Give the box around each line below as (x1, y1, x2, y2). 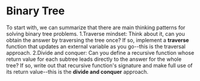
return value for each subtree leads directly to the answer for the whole (6, 55, 182, 63)
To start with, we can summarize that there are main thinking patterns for (6, 24, 186, 31)
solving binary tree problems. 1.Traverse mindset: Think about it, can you (6, 30, 185, 37)
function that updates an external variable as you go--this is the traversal (6, 43, 186, 50)
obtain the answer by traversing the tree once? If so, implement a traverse (6, 36, 189, 43)
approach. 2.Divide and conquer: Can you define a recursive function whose (6, 49, 195, 56)
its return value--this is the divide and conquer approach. (6, 68, 149, 75)
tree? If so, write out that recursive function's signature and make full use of (6, 61, 193, 69)
